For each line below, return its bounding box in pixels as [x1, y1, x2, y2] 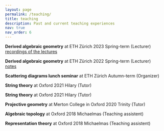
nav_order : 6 [5, 30, 32, 35]
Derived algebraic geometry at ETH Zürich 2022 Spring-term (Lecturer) [5, 58, 151, 64]
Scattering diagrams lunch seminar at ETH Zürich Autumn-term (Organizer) [5, 73, 160, 79]
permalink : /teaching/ [5, 12, 51, 17]
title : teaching [5, 16, 38, 21]
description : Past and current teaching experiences [5, 21, 115, 26]
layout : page [5, 7, 32, 12]
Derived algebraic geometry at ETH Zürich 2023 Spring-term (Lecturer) [5, 44, 151, 49]
